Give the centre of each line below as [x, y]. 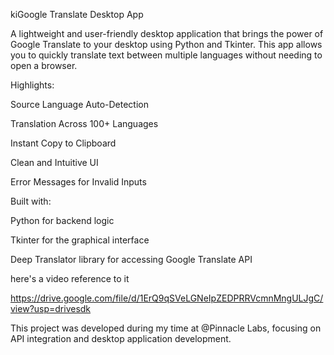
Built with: [31, 201]
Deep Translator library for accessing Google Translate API [131, 259]
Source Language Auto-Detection [79, 104]
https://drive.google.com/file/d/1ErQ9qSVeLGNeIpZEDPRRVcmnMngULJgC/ [167, 298]
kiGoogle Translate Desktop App [77, 14]
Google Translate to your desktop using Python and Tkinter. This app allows [166, 44]
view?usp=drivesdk [51, 308]
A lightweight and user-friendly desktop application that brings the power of [167, 33]
